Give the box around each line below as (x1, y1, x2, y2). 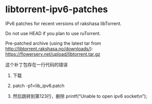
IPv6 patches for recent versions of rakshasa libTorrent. (5, 20, 122, 27)
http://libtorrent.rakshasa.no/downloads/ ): (5, 45, 93, 51)
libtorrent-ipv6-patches (5, 4, 108, 15)
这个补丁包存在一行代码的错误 (5, 61, 68, 67)
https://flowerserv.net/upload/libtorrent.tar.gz (5, 51, 101, 57)
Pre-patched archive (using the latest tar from (5, 40, 102, 46)
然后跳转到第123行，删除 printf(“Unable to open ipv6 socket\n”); (12, 93, 147, 99)
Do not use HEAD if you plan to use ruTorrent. (5, 30, 101, 36)
